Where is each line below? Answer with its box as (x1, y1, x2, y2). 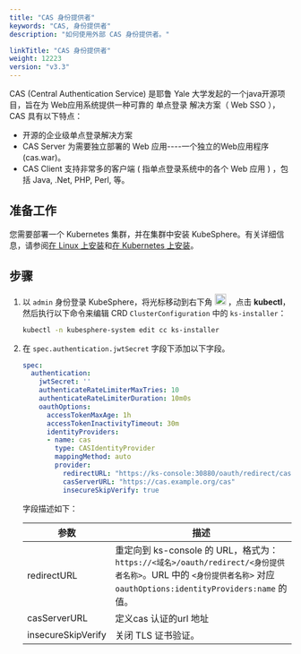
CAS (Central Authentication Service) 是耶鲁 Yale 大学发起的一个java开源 (9, 89, 278, 99)
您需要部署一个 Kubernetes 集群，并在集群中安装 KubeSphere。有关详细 (9, 228, 277, 239)
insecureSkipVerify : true (62, 486, 159, 495)
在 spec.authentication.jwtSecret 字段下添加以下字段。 (21, 342, 230, 354)
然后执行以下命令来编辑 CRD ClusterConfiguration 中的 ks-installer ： (21, 307, 287, 318)
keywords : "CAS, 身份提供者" (9, 22, 112, 30)
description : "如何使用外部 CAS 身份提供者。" (9, 30, 170, 39)
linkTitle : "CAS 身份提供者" (9, 46, 112, 55)
